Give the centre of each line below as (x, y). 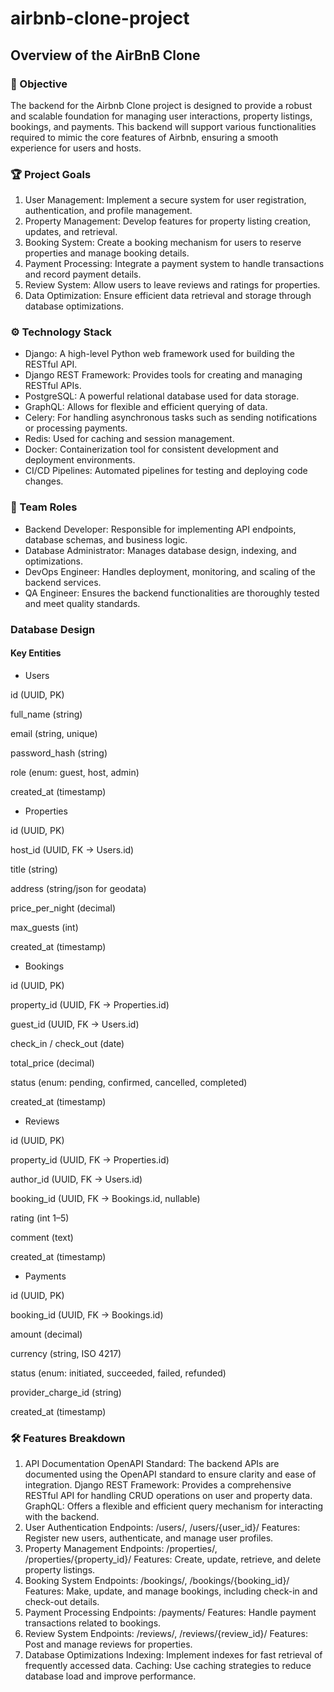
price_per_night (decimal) (63, 908)
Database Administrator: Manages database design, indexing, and (160, 550)
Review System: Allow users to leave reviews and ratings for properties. (172, 285)
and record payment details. (83, 274)
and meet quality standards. (82, 603)
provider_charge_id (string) (66, 1392)
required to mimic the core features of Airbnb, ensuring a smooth (144, 137)
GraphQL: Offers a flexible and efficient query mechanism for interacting (174, 1506)
